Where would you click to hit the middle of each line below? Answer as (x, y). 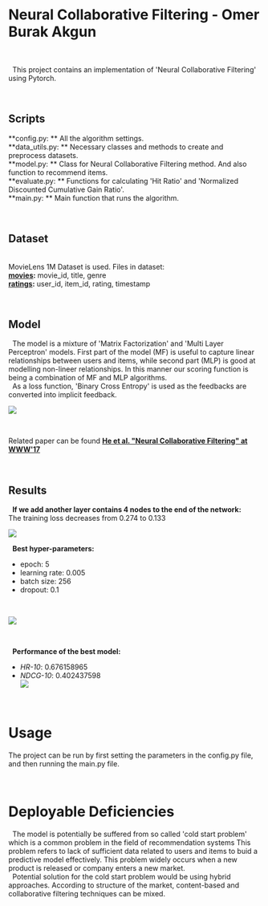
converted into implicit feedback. (63, 395)
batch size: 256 (45, 581)
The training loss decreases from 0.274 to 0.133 (87, 518)
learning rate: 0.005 (53, 573)
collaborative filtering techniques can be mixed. (87, 894)
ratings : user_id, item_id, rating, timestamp (79, 283)
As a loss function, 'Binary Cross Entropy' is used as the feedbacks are (129, 386)
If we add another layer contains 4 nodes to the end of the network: (127, 510)
